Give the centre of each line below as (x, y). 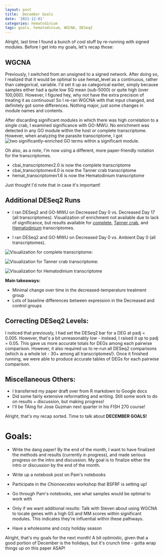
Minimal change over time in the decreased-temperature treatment (79, 290)
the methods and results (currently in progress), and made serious (79, 455)
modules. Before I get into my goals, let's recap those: (59, 47)
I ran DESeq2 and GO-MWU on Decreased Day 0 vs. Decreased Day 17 (83, 212)
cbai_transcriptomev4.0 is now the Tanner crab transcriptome (74, 170)
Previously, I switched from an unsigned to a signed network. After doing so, (82, 74)
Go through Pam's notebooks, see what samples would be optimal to (81, 494)
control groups (27, 305)
